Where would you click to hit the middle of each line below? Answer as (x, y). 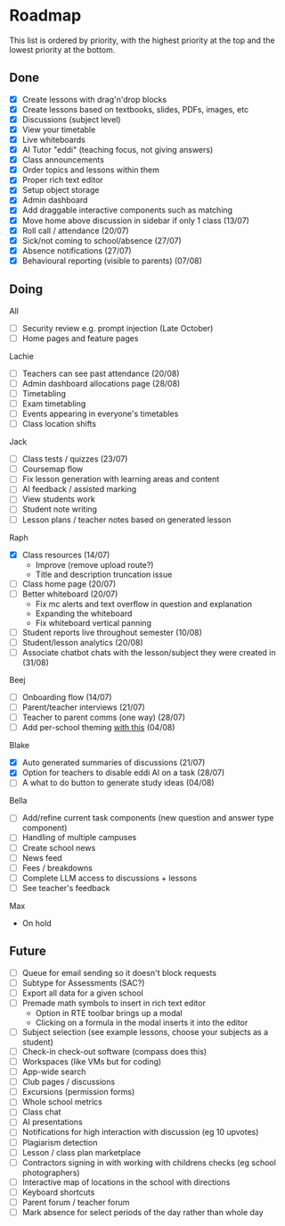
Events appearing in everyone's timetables (100, 413)
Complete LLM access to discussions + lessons (110, 878)
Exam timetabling (54, 404)
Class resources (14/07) (66, 555)
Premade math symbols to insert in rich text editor (114, 1003)
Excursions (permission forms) (78, 1092)
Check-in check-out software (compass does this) (114, 1051)
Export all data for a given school (83, 993)
